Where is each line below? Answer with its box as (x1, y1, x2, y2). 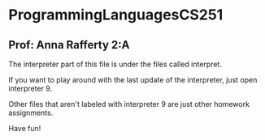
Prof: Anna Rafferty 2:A (8, 38, 130, 52)
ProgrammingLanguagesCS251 (8, 6, 224, 24)
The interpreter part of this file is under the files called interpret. (8, 59, 222, 69)
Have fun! (8, 124, 41, 133)
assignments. (8, 108, 54, 117)
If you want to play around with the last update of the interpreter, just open (8, 75, 258, 84)
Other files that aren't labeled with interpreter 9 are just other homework (8, 100, 250, 108)
